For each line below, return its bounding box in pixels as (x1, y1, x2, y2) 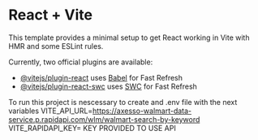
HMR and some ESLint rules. (8, 41, 104, 50)
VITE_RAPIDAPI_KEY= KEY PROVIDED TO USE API (8, 123, 176, 133)
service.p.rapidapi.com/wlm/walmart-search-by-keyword (8, 114, 200, 124)
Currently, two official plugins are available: (8, 57, 153, 67)
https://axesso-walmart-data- (92, 106, 192, 116)
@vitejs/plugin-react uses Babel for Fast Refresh (19, 72, 183, 82)
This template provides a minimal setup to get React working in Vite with (8, 33, 250, 42)
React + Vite (8, 6, 93, 24)
